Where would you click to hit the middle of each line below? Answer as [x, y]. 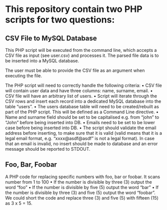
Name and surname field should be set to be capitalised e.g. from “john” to [82, 117]
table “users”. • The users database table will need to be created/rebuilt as [82, 106]
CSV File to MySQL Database [51, 38]
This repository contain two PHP [74, 9]
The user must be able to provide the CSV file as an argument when [75, 70]
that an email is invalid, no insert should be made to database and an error [81, 144]
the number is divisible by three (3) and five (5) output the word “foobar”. [80, 193]
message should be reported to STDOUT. [48, 149]
